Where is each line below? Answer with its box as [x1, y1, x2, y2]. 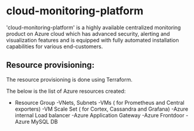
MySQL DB [30, 118, 58, 125]
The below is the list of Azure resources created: [6, 88, 126, 95]
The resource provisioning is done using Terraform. [6, 76, 133, 83]
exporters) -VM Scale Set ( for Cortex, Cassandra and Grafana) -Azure [14, 105, 189, 113]
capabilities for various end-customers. [6, 43, 103, 50]
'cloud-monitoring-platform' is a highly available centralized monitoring [6, 24, 181, 31]
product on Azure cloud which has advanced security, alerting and [6, 30, 170, 37]
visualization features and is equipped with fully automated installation [6, 36, 179, 43]
